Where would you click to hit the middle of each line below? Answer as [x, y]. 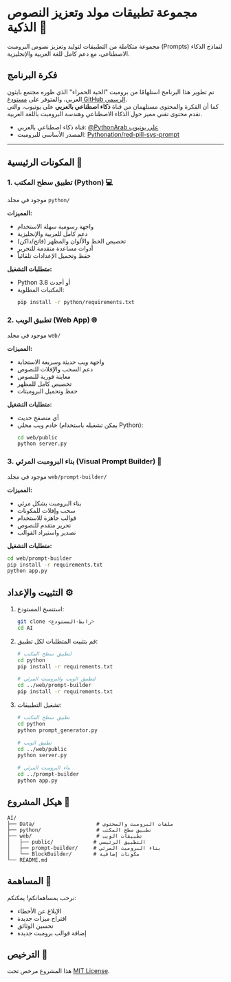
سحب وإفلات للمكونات [46, 510]
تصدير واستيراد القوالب [46, 532]
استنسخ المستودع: [41, 609]
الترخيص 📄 [27, 954]
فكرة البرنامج [32, 75]
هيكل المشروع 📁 [39, 802]
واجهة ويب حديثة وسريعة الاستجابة [60, 362]
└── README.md [27, 860]
